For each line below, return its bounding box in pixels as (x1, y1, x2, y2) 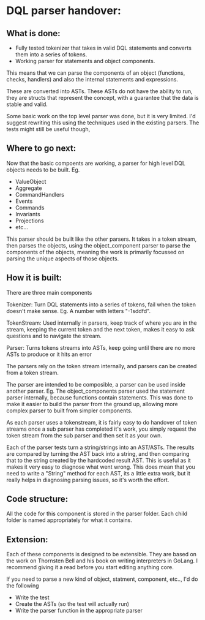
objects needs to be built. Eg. (6, 166, 80, 173)
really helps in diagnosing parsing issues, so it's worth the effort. (6, 476, 170, 483)
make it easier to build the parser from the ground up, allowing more (6, 400, 179, 407)
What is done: (6, 28, 61, 39)
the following (6, 582, 39, 589)
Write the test (15, 594, 50, 601)
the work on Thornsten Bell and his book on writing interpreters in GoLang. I (6, 557, 198, 564)
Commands (15, 203, 45, 211)
